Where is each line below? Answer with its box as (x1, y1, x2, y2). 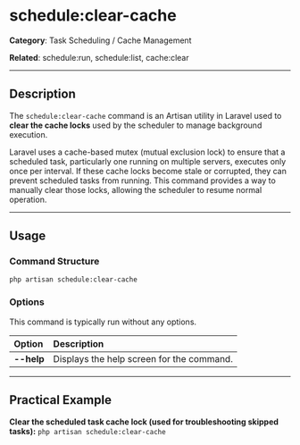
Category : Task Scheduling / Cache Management (9, 35, 192, 46)
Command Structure (9, 256, 100, 268)
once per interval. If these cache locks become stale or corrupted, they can (9, 165, 287, 176)
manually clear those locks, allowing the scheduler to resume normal (9, 184, 262, 195)
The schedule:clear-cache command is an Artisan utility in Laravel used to (9, 110, 282, 121)
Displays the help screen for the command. (53, 352, 234, 365)
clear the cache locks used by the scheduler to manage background (9, 120, 262, 130)
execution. (9, 129, 48, 139)
